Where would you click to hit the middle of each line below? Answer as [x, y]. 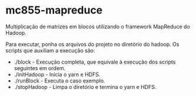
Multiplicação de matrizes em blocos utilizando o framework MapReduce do [98, 27]
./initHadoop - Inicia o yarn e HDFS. [57, 74]
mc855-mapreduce [54, 10]
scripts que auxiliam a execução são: [50, 50]
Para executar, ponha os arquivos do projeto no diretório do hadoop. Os [92, 44]
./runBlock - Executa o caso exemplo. [59, 81]
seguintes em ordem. [40, 68]
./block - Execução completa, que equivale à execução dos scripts [95, 62]
